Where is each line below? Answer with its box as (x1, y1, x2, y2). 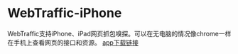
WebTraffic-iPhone (7, 5, 122, 21)
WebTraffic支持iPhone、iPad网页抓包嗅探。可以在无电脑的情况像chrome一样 (7, 29, 232, 38)
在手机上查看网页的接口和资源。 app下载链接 (7, 38, 139, 47)
